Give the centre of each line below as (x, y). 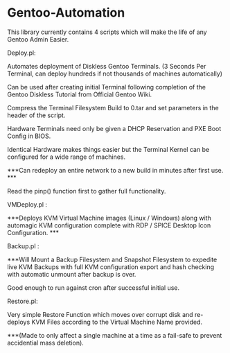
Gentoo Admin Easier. (38, 39)
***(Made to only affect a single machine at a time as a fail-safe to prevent (115, 335)
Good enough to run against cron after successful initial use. (94, 287)
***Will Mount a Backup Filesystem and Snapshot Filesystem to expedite (112, 259)
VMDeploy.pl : (27, 204)
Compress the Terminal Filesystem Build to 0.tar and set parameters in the (113, 107)
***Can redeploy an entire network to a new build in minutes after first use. (115, 170)
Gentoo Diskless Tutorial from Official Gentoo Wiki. (80, 94)
